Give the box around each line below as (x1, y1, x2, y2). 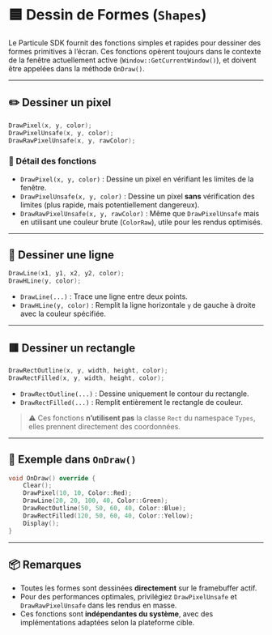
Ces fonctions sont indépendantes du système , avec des (19, 609, 214, 619)
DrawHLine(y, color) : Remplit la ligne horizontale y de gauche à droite (19, 300, 257, 310)
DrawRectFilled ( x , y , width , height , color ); (8, 373, 164, 382)
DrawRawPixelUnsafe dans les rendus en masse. (19, 600, 177, 611)
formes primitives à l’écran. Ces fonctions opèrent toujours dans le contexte (8, 46, 261, 56)
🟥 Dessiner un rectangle (8, 341, 136, 355)
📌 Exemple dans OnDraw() (8, 453, 137, 467)
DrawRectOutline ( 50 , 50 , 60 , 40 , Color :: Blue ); (23, 505, 186, 513)
